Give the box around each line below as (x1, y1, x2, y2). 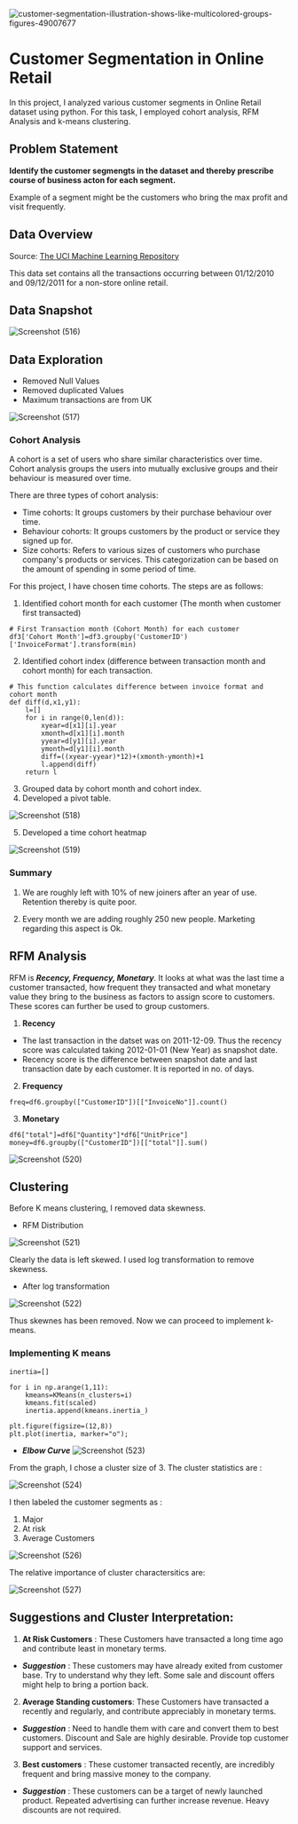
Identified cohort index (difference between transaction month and (21, 656, 266, 667)
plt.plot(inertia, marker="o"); (9, 1429, 129, 1438)
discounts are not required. (21, 1804, 122, 1815)
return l (25, 768, 58, 777)
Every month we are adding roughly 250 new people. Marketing (21, 913, 255, 924)
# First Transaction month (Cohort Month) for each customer (9, 625, 240, 634)
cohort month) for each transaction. (21, 666, 153, 676)
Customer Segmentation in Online (9, 49, 264, 69)
